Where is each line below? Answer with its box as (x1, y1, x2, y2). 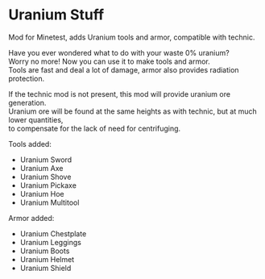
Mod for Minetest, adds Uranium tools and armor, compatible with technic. (8, 32, 255, 42)
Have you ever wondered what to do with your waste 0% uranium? (8, 48, 230, 57)
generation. (8, 98, 47, 107)
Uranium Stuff (8, 6, 105, 24)
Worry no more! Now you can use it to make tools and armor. (8, 56, 211, 66)
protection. (8, 73, 45, 83)
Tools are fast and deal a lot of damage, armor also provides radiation (8, 65, 239, 74)
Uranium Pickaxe (19, 180, 77, 190)
